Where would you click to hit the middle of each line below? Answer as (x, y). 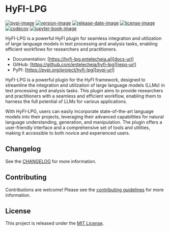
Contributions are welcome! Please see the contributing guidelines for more (84, 190)
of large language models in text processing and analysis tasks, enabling (81, 43)
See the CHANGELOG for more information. (51, 161)
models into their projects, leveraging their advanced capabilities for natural (84, 117)
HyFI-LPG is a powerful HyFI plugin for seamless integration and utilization (83, 38)
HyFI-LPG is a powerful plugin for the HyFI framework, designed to (76, 80)
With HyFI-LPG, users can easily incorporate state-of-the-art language (80, 111)
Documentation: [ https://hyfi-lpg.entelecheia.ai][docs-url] (73, 59)
